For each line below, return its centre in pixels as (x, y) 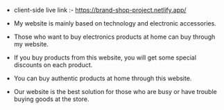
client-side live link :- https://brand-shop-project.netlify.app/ (100, 10)
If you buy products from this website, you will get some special (105, 57)
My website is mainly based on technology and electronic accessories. (115, 23)
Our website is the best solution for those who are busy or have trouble (115, 92)
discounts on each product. (53, 65)
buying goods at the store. (51, 99)
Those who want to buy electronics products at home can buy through (114, 37)
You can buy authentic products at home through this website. (103, 78)
